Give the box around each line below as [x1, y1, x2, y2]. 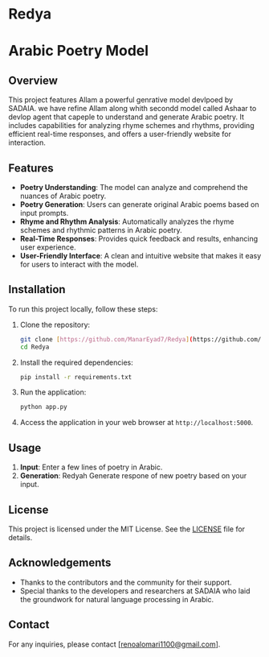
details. [8, 532, 33, 542]
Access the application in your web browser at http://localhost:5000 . [19, 418, 254, 428]
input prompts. [19, 209, 69, 217]
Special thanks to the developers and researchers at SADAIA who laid [19, 585, 251, 596]
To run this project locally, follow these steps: [8, 304, 158, 314]
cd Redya [19, 343, 50, 351]
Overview [8, 73, 59, 87]
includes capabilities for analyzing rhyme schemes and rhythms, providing [8, 121, 255, 130]
